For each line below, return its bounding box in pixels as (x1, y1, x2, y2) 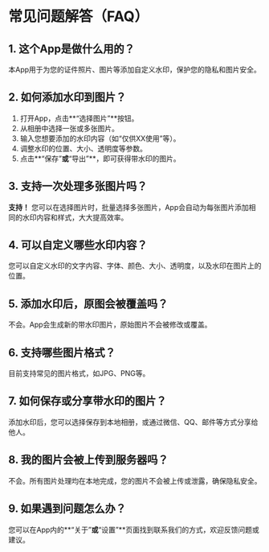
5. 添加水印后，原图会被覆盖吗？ (8, 297, 169, 311)
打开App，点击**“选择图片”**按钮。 (19, 113, 139, 123)
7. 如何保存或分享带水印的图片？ (8, 394, 167, 408)
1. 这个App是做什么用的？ (8, 42, 135, 56)
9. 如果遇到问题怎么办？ (8, 502, 127, 516)
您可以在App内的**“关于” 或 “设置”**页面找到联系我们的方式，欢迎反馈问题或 (8, 525, 259, 534)
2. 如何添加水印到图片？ (8, 90, 127, 105)
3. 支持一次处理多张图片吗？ (8, 179, 148, 193)
